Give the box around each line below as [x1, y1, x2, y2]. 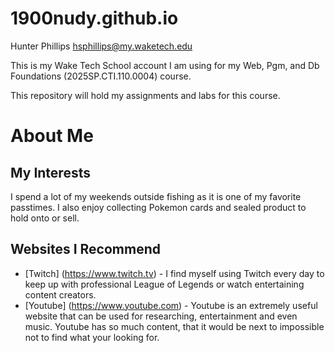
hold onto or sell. [10, 212, 80, 224]
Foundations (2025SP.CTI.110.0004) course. [10, 70, 192, 82]
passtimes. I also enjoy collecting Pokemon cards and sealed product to [10, 201, 307, 213]
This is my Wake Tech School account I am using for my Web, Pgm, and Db [10, 59, 320, 71]
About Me [10, 125, 94, 147]
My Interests [10, 164, 91, 181]
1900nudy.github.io [10, 7, 179, 30]
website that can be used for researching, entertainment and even [24, 310, 298, 322]
